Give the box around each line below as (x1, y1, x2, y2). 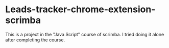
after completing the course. (5, 37, 65, 43)
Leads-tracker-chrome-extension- (5, 4, 156, 15)
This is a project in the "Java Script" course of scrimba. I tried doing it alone (5, 31, 164, 37)
